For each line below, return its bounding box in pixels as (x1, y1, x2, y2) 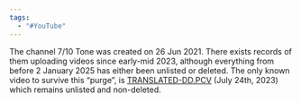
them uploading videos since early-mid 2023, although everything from (9, 55, 275, 66)
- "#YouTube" (17, 21, 67, 30)
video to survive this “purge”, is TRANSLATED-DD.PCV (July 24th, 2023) (9, 74, 279, 85)
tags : (9, 13, 30, 22)
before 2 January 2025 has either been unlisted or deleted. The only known (9, 64, 290, 76)
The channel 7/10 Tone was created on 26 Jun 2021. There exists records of (9, 46, 293, 56)
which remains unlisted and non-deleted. (9, 84, 162, 95)
